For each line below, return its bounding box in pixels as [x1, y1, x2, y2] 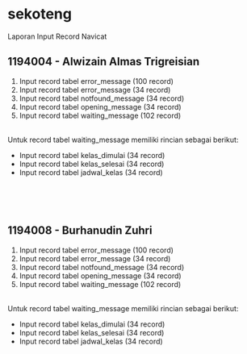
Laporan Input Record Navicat [7, 31, 107, 41]
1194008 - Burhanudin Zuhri [7, 223, 153, 238]
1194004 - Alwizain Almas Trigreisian [7, 55, 199, 69]
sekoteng [7, 5, 72, 23]
